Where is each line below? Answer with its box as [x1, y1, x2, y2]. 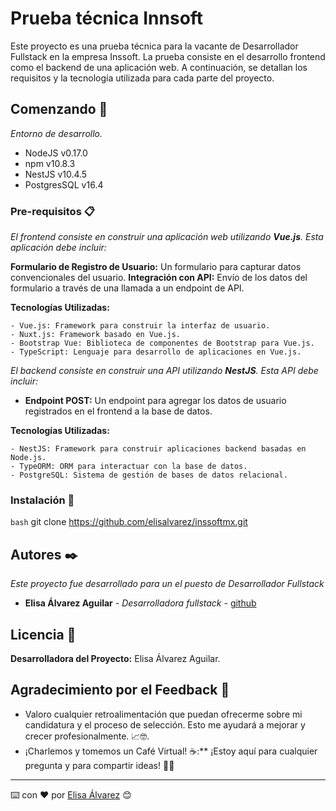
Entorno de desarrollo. [10, 127, 103, 139]
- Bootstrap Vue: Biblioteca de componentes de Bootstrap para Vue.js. [10, 338, 315, 349]
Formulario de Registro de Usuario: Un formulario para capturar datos [10, 261, 302, 273]
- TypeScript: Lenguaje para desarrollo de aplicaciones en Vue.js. [10, 347, 302, 357]
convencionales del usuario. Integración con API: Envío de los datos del [10, 272, 308, 284]
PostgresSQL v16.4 [24, 178, 104, 191]
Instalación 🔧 [10, 493, 75, 507]
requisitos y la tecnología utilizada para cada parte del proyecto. [10, 72, 275, 84]
